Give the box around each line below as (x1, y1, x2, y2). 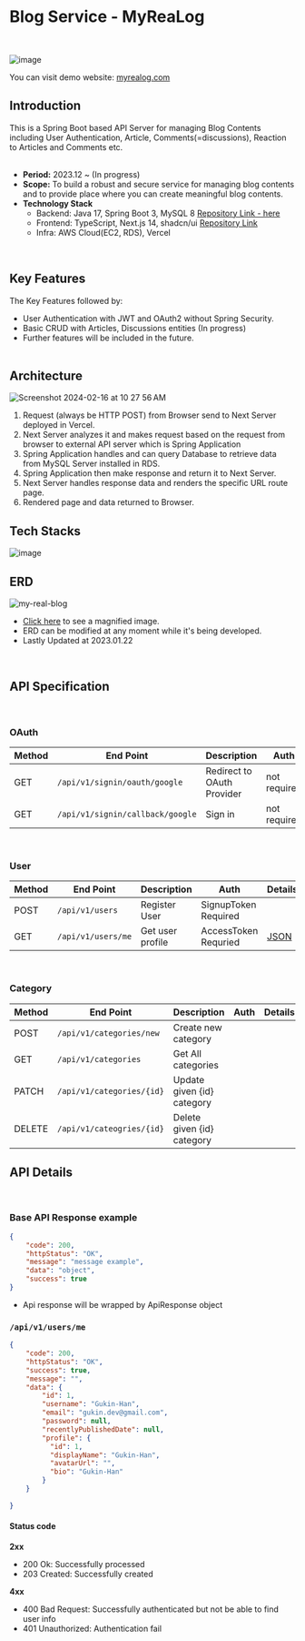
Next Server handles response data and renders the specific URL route (22, 478, 289, 489)
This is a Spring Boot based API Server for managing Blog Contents (9, 122, 261, 133)
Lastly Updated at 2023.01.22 (22, 635, 133, 645)
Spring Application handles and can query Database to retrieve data (22, 449, 277, 460)
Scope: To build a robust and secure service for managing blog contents (22, 178, 295, 189)
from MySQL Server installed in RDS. (22, 458, 161, 470)
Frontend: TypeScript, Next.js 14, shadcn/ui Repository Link (35, 217, 259, 228)
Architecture (9, 368, 84, 383)
